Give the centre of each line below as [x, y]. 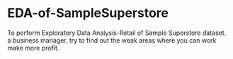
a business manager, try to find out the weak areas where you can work [112, 40]
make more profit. [33, 48]
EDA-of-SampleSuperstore [88, 13]
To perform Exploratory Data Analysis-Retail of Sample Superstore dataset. [117, 33]
